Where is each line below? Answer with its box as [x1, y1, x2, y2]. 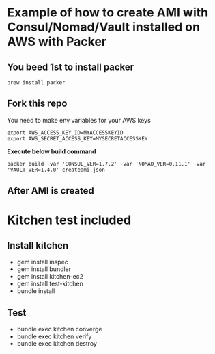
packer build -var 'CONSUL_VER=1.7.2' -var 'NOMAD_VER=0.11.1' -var [7, 160, 206, 167]
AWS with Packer [7, 34, 107, 49]
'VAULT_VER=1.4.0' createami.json [7, 166, 106, 173]
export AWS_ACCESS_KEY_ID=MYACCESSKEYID [7, 129, 124, 136]
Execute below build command [7, 147, 97, 155]
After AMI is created [7, 185, 94, 197]
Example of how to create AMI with [7, 5, 209, 21]
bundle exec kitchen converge [16, 325, 102, 333]
